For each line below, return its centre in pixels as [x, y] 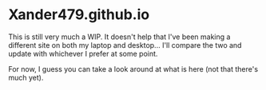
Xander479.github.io [79, 15]
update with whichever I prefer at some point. [83, 53]
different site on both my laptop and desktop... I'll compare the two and [125, 45]
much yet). [26, 77]
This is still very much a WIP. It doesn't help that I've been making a [119, 37]
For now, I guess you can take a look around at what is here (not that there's [133, 68]
